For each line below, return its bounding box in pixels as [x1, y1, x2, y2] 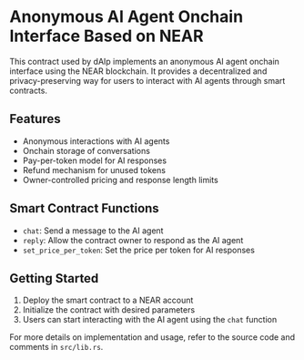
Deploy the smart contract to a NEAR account [22, 294, 194, 306]
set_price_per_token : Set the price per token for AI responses [22, 244, 255, 255]
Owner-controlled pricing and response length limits [22, 174, 218, 185]
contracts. [9, 85, 48, 96]
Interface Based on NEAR [9, 26, 204, 46]
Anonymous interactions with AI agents [22, 135, 170, 147]
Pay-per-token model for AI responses [22, 155, 167, 166]
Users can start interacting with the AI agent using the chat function [22, 314, 278, 325]
